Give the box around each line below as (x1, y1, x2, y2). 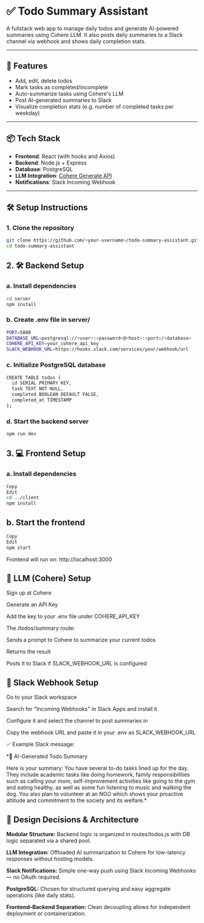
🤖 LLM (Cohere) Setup (6, 573, 91, 584)
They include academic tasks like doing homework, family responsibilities (6, 771, 190, 778)
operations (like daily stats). (6, 891, 76, 899)
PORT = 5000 (6, 329, 32, 335)
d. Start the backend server (6, 417, 89, 426)
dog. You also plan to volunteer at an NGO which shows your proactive (6, 791, 183, 798)
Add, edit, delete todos (15, 77, 73, 84)
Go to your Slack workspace (6, 693, 77, 701)
